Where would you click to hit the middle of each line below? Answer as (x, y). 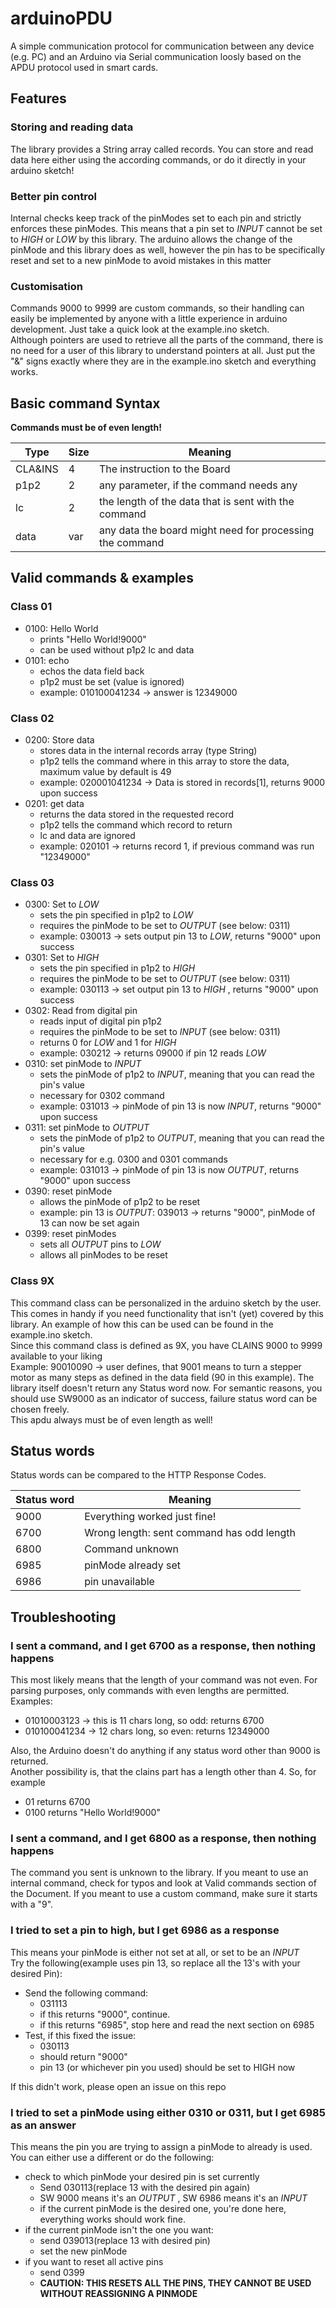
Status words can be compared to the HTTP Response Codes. (138, 1475)
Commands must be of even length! (86, 428)
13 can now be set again (89, 1223)
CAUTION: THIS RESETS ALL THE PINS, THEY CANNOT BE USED (175, 2283)
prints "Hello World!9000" (93, 639)
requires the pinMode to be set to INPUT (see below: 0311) (160, 1032)
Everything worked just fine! (150, 1517)
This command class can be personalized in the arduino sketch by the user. (166, 1303)
